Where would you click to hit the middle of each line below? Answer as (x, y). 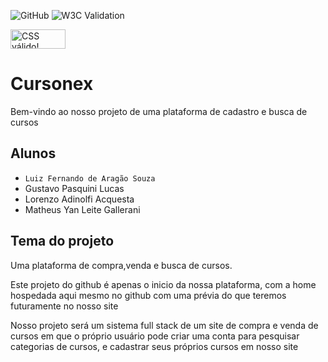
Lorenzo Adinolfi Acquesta (79, 199)
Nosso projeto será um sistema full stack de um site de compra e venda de (164, 325)
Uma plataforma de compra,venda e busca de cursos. (121, 265)
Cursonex (52, 84)
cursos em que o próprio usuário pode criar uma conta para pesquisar (155, 336)
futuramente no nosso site (64, 306)
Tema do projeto (62, 241)
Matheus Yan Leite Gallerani (82, 209)
